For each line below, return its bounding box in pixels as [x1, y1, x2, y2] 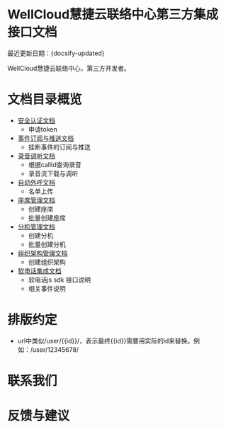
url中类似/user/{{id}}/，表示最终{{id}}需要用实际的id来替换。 [17, 336, 194, 345]
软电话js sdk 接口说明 [28, 275, 91, 284]
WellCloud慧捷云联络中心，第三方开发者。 [7, 64, 130, 72]
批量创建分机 [28, 240, 66, 248]
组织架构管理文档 [17, 248, 68, 257]
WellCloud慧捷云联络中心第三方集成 [7, 6, 219, 23]
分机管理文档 [17, 222, 55, 231]
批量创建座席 [28, 213, 66, 222]
